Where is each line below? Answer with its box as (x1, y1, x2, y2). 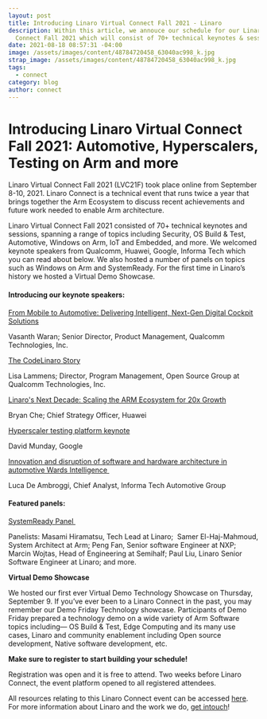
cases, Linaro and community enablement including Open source (8, 630, 222, 639)
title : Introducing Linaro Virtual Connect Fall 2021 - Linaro (8, 19, 222, 27)
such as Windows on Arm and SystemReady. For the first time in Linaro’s (8, 264, 246, 273)
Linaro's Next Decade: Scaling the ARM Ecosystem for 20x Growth (8, 395, 226, 404)
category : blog (8, 78, 59, 86)
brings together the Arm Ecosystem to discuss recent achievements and (8, 197, 245, 207)
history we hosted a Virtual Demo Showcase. (8, 272, 156, 281)
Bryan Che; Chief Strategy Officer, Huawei (8, 410, 147, 420)
